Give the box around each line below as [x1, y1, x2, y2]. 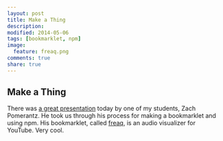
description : [7, 23, 45, 29]
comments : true [7, 55, 51, 62]
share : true [7, 61, 41, 68]
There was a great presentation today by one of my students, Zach [7, 104, 196, 113]
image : [7, 42, 26, 49]
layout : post [7, 10, 45, 17]
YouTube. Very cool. [7, 126, 64, 134]
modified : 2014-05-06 [7, 29, 69, 36]
